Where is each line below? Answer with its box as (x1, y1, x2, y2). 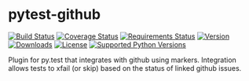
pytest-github (8, 6, 101, 24)
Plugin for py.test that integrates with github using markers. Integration (8, 55, 237, 64)
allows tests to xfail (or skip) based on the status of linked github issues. (8, 63, 242, 72)
